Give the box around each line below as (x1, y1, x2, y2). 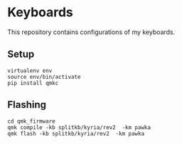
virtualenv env (7, 67, 53, 74)
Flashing (7, 99, 47, 111)
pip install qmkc (7, 79, 59, 87)
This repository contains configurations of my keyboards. (7, 28, 176, 36)
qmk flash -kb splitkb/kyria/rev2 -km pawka (7, 130, 144, 137)
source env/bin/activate (7, 73, 81, 80)
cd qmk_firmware (7, 118, 55, 125)
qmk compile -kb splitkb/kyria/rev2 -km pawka (7, 123, 151, 131)
